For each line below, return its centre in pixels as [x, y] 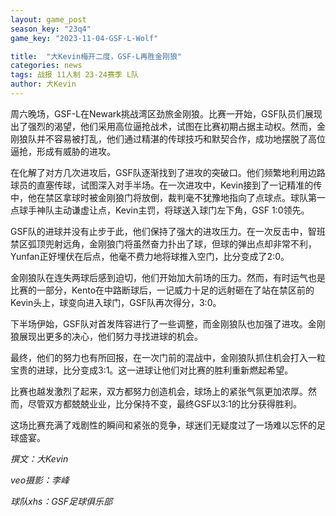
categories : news [46, 66]
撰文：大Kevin [39, 458]
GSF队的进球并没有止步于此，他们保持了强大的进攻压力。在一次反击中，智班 [168, 231]
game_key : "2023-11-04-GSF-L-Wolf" [84, 38]
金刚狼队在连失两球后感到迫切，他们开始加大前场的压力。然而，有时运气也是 [168, 277]
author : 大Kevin [43, 84]
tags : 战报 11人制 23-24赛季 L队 [74, 75]
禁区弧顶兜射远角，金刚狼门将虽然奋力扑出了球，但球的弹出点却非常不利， [163, 243]
